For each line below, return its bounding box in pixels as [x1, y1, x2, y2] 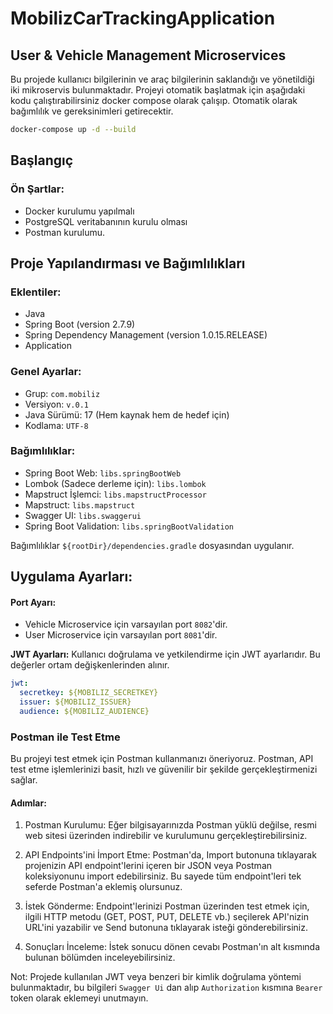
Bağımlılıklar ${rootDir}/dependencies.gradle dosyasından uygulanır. [10, 539, 295, 551]
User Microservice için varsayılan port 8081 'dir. [24, 629, 218, 641]
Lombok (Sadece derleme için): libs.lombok [24, 477, 207, 489]
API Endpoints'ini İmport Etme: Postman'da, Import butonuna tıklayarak [24, 849, 317, 861]
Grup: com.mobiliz [24, 387, 101, 399]
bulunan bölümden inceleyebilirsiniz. [24, 952, 176, 964]
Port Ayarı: [10, 596, 57, 608]
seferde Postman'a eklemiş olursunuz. [24, 881, 183, 893]
